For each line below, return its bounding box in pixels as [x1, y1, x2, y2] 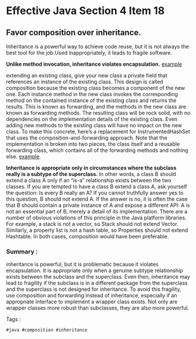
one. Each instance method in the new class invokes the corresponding [6, 91, 178, 97]
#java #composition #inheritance [6, 327, 88, 333]
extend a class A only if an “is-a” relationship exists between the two [6, 177, 171, 184]
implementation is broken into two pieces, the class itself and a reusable [6, 141, 180, 147]
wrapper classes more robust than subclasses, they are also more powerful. [6, 304, 190, 311]
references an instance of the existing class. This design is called [6, 78, 164, 85]
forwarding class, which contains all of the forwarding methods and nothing [6, 147, 188, 154]
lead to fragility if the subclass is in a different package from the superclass [6, 280, 188, 287]
